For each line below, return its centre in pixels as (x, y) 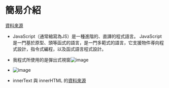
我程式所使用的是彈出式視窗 (42, 60)
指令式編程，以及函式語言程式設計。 (68, 49)
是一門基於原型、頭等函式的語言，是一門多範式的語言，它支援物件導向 (86, 42)
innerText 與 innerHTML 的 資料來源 (49, 80)
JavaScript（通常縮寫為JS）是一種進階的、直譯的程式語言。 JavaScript (87, 36)
